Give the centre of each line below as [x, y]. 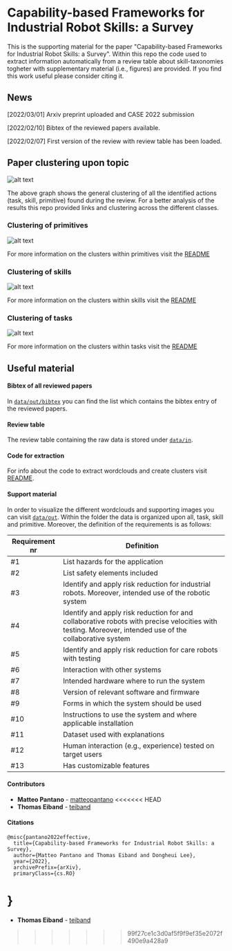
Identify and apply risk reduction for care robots [141, 650]
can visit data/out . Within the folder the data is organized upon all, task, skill [115, 517]
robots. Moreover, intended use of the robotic [137, 592]
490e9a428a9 [148, 941]
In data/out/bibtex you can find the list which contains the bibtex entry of [112, 402]
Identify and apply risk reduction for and [128, 612]
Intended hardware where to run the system [134, 681]
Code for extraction [36, 455]
